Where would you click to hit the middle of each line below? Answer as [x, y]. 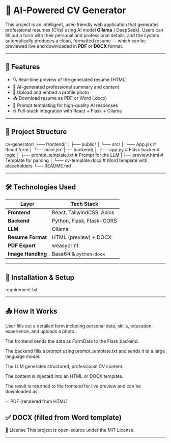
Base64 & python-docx [78, 254]
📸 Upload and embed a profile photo [51, 92]
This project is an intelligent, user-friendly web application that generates [82, 24]
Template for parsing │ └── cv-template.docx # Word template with [76, 160]
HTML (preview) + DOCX [82, 237]
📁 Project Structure [36, 132]
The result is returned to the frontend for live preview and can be [73, 386]
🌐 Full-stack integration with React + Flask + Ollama [67, 110]
